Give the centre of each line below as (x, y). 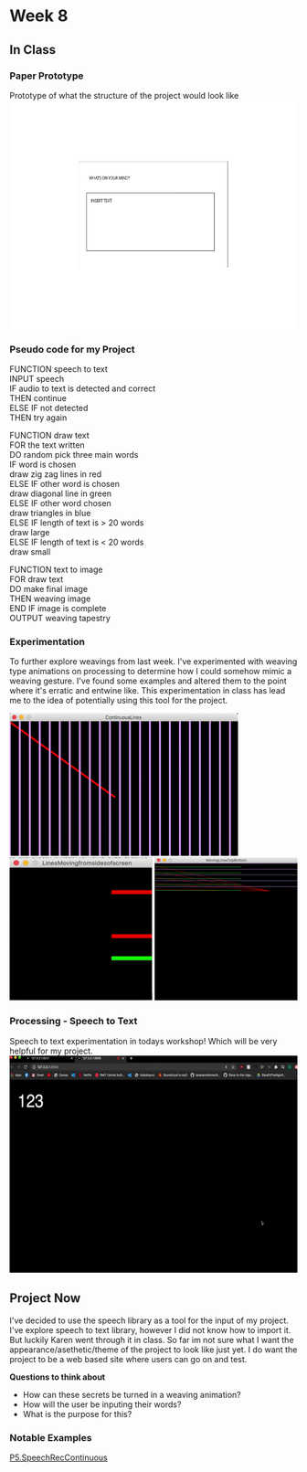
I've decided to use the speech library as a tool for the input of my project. (149, 1320)
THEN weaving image (50, 598)
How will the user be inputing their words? (102, 1404)
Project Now (45, 1298)
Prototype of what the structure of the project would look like (124, 95)
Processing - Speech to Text (74, 1022)
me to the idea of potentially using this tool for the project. (119, 701)
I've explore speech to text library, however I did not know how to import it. (150, 1329)
